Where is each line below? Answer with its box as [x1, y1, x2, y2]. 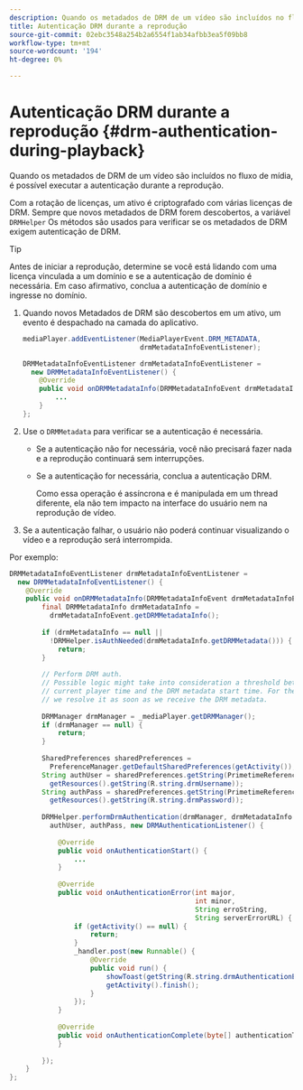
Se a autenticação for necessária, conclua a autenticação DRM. [35, 470, 272, 481]
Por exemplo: [9, 552, 59, 563]
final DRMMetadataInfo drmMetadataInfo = [41, 602, 200, 612]
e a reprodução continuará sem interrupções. [35, 452, 205, 463]
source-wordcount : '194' [9, 47, 103, 56]
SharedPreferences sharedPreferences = [41, 754, 192, 763]
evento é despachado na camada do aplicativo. [22, 317, 198, 328]
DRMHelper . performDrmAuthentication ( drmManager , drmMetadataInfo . [41, 813, 297, 822]
